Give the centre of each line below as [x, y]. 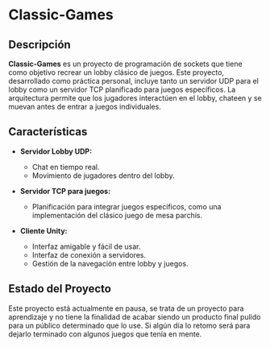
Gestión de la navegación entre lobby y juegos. [110, 263]
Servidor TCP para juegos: [65, 191]
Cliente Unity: [44, 230]
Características [48, 132]
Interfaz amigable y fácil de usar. [86, 246]
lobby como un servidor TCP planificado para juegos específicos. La [122, 89]
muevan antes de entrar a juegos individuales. [85, 107]
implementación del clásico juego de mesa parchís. [117, 215]
